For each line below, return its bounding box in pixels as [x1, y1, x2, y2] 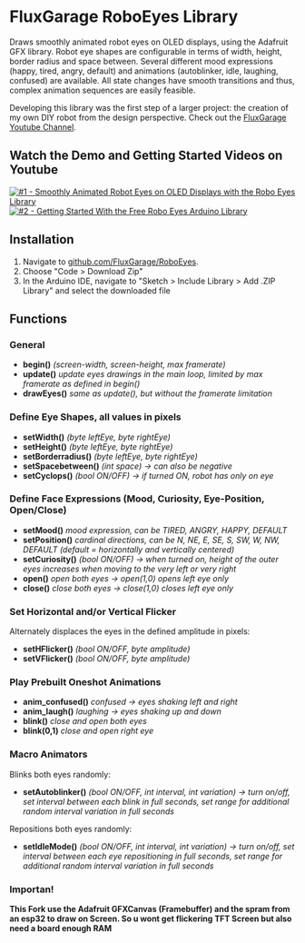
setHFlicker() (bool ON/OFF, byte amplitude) [22, 643, 191, 655]
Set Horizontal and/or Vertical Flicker [9, 605, 177, 618]
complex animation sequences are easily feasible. [9, 84, 196, 95]
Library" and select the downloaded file [22, 284, 171, 296]
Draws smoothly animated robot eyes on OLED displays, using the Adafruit [9, 36, 289, 47]
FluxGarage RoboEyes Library [9, 6, 239, 27]
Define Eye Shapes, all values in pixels [9, 411, 182, 423]
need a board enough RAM [9, 923, 113, 934]
